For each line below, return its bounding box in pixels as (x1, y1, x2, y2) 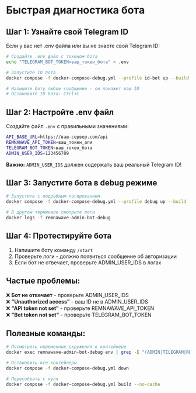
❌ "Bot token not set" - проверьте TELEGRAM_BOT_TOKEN (6, 311, 152, 318)
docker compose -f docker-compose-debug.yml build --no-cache (6, 381, 160, 387)
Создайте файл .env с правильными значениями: (6, 123, 129, 130)
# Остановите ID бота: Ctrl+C (6, 91, 80, 97)
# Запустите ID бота (6, 70, 57, 75)
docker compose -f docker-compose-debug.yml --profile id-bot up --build (6, 75, 190, 81)
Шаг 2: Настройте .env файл (6, 107, 114, 117)
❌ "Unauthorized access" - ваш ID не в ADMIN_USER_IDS (6, 298, 149, 305)
